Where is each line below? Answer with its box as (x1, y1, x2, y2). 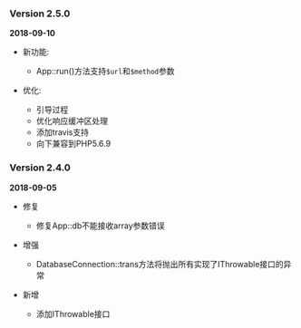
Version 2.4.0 (9, 161, 71, 174)
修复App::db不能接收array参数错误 (35, 220, 165, 231)
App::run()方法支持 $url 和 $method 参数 (35, 66, 175, 77)
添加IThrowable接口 (35, 308, 111, 319)
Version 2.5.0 (9, 7, 71, 20)
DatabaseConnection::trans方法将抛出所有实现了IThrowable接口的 (35, 258, 284, 269)
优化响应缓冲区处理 (35, 116, 109, 127)
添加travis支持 (35, 127, 89, 138)
